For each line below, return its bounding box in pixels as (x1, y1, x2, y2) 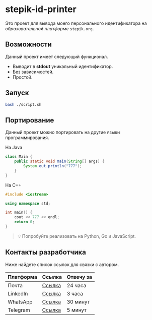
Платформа (8, 273, 38, 280)
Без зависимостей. (12, 69, 54, 75)
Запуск (5, 89, 29, 97)
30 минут (66, 298, 90, 305)
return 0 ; (14, 219, 35, 225)
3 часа (66, 290, 83, 297)
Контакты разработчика (5, 248, 87, 257)
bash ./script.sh (5, 102, 42, 107)
